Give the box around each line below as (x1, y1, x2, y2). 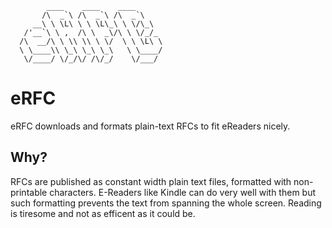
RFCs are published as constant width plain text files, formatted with (10, 175, 292, 187)
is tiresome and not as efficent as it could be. (10, 207, 196, 219)
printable (10, 186, 48, 198)
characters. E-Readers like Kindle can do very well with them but (49, 186, 317, 198)
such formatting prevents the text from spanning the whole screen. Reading (10, 197, 322, 209)
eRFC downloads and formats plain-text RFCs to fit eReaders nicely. (10, 120, 291, 132)
